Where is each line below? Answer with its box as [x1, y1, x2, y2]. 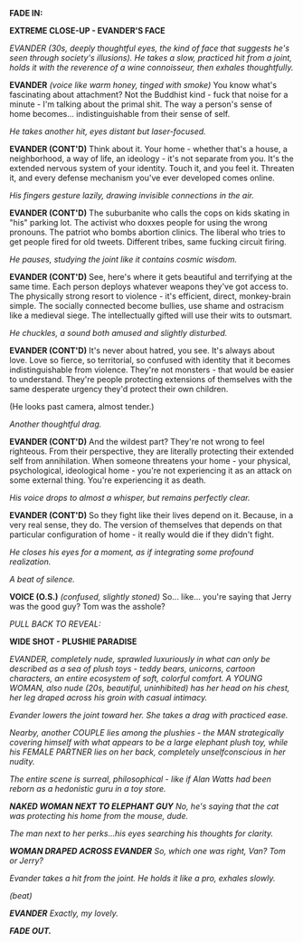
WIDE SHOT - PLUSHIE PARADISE [9, 636, 137, 647]
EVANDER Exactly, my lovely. [9, 908, 119, 919]
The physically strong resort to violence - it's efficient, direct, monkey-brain [9, 291, 291, 302]
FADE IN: [9, 8, 43, 18]
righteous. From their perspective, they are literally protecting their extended [9, 446, 294, 457]
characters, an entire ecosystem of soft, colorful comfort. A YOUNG [9, 673, 263, 683]
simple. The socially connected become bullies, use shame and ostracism [9, 301, 285, 311]
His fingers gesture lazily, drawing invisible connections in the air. [9, 190, 255, 200]
